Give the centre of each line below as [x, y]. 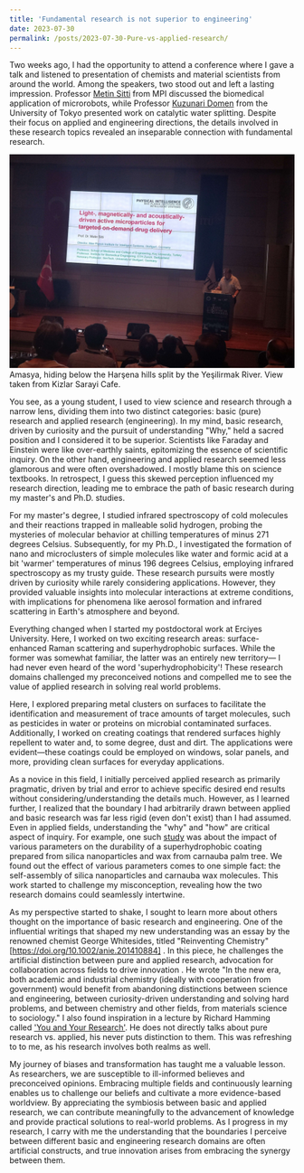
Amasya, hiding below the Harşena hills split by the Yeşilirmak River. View [146, 374]
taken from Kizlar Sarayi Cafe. [65, 384]
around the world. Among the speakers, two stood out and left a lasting [142, 84]
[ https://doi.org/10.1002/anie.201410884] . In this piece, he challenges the [147, 951]
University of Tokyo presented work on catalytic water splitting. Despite [143, 113]
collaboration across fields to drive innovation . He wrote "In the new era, [146, 970]
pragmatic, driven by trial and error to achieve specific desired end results [147, 789]
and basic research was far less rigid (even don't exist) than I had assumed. [151, 818]
